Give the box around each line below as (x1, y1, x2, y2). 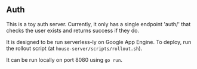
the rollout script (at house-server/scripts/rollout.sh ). (6, 45, 143, 52)
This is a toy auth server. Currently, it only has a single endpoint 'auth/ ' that (6, 20, 191, 27)
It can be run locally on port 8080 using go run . (6, 56, 122, 63)
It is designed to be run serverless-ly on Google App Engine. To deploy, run (6, 38, 192, 45)
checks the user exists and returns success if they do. (6, 27, 139, 34)
